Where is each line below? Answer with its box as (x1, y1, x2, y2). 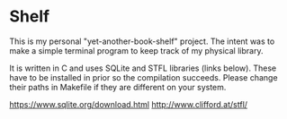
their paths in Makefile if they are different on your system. (9, 81, 227, 92)
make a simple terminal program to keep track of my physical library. (9, 45, 264, 55)
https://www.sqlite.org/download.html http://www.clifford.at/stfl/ (9, 98, 248, 109)
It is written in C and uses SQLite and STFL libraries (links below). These (9, 63, 277, 73)
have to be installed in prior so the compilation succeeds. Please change (9, 72, 278, 82)
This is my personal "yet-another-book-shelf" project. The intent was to (9, 36, 275, 47)
